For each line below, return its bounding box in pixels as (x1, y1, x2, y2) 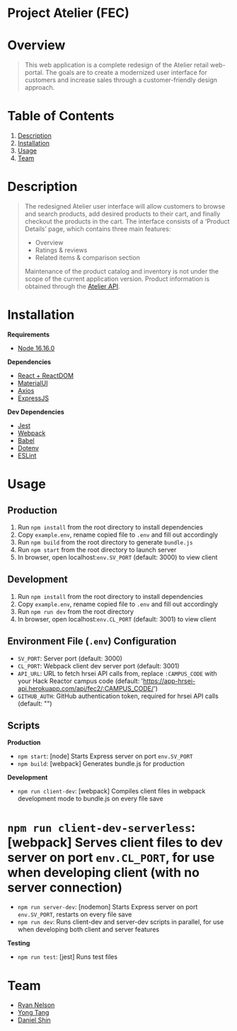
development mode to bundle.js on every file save (17, 794, 164, 803)
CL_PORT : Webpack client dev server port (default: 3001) (17, 661, 180, 670)
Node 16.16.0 (17, 344, 55, 352)
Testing (7, 939, 30, 948)
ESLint (17, 451, 37, 460)
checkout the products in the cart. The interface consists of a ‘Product (24, 217, 230, 226)
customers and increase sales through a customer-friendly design (24, 76, 218, 84)
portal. (24, 69, 45, 77)
